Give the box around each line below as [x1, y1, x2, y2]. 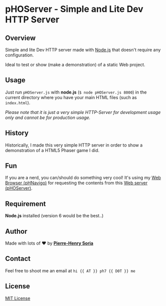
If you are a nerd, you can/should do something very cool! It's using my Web [5, 175, 161, 181]
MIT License [5, 295, 31, 301]
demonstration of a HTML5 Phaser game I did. [5, 147, 100, 153]
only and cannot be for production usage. [5, 114, 91, 120]
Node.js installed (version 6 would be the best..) [5, 213, 104, 219]
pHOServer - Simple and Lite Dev [5, 3, 144, 15]
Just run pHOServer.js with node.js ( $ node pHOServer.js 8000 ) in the [5, 89, 147, 95]
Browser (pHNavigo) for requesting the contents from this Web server [5, 180, 148, 186]
